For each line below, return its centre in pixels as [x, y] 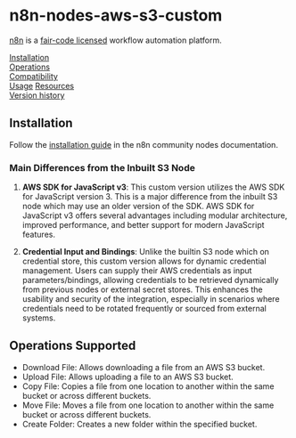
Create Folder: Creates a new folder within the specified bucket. [140, 424]
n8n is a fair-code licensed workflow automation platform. [115, 40]
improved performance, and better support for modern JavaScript [143, 225]
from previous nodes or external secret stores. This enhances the [142, 289]
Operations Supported [73, 346]
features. [39, 235]
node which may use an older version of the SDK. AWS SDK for [138, 207]
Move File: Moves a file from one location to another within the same [148, 405]
